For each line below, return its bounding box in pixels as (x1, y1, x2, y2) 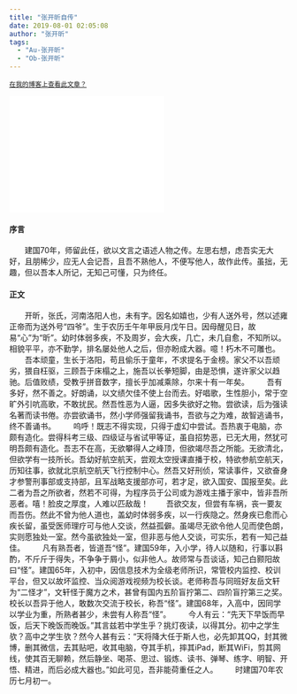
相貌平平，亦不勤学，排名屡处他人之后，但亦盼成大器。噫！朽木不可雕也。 (9, 343, 280, 354)
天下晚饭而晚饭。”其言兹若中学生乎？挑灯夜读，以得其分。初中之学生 (32, 621, 280, 631)
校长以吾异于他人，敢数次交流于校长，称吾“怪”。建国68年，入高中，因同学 (9, 598, 281, 609)
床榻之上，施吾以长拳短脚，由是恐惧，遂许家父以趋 (94, 366, 280, 376)
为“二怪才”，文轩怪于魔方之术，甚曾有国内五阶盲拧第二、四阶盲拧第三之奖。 (9, 587, 287, 598)
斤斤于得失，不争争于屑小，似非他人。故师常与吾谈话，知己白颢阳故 (32, 554, 280, 565)
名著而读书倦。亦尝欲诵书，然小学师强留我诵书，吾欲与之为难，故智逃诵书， (9, 410, 288, 420)
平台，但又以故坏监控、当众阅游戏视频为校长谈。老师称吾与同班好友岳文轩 (9, 576, 280, 587)
